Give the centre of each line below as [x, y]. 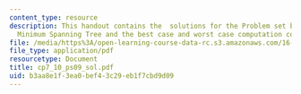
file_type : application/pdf [62, 51]
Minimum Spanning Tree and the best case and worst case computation [150, 34]
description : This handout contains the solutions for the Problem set [148, 26]
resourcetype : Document [54, 59]
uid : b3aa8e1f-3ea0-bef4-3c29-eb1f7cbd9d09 [92, 76]
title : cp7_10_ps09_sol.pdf [62, 68]
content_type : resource [54, 17]
